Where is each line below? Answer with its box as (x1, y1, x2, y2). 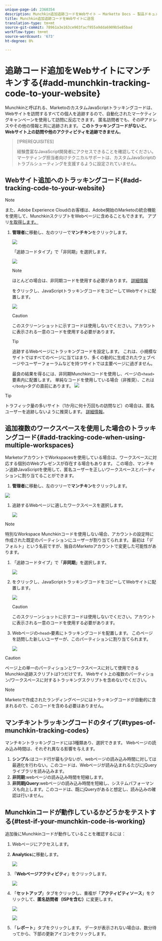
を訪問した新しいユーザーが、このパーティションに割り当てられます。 (12, 636, 151, 642)
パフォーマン (128, 781, 154, 786)
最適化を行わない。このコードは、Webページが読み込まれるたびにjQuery (12, 762, 157, 768)
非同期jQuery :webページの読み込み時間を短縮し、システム (12, 781, 129, 786)
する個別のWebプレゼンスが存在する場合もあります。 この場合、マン (9, 461, 146, 467)
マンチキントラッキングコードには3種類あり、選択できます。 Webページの (5, 740, 152, 746)
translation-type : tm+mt (5, 20, 55, 26)
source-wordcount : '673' (5, 34, 55, 39)
